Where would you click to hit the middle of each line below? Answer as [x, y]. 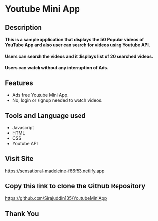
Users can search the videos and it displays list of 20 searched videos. [79, 56]
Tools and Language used [46, 116]
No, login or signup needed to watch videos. [57, 100]
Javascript [23, 127]
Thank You [22, 214]
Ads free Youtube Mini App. [40, 95]
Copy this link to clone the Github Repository [75, 186]
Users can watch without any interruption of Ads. [57, 68]
